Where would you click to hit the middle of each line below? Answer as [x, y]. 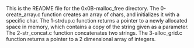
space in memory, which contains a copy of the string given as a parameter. [97, 27]
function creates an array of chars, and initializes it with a [111, 14]
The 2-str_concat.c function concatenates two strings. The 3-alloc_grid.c [94, 33]
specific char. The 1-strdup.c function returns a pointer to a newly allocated [97, 21]
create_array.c [23, 14]
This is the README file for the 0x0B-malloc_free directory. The [83, 8]
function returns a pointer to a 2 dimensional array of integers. [81, 39]
